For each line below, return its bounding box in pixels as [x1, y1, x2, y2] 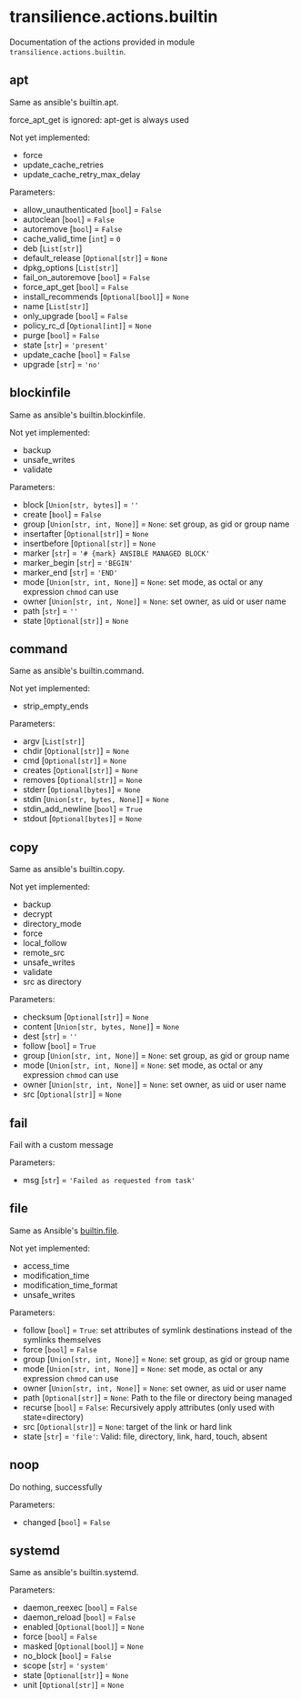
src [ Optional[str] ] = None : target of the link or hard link [22, 1421, 233, 1432]
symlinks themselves [22, 1334, 102, 1345]
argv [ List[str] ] [22, 736, 85, 747]
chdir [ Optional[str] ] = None [22, 746, 130, 757]
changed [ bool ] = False [22, 1516, 111, 1527]
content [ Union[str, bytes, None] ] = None [22, 1021, 180, 1032]
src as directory [22, 976, 82, 988]
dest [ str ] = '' [22, 1030, 78, 1042]
